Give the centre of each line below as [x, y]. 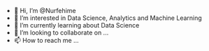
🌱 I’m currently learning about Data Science [77, 25]
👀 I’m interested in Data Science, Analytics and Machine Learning [108, 18]
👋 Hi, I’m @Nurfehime [45, 11]
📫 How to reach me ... [46, 40]
